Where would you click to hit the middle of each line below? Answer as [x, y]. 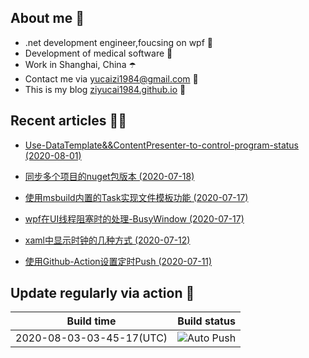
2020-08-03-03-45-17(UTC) [91, 338]
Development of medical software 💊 [98, 53]
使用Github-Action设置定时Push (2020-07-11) [118, 261]
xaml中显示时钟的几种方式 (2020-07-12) [107, 240]
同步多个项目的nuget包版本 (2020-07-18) [109, 176]
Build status [206, 321]
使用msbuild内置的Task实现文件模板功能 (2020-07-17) [136, 197]
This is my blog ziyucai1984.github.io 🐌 [105, 89]
